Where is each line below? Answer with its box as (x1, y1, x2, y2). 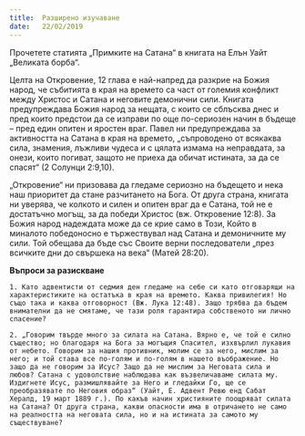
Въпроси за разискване (9, 265, 105, 275)
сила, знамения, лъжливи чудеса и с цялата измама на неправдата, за (9, 142, 286, 153)
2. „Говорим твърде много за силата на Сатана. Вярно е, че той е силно (9, 330, 291, 339)
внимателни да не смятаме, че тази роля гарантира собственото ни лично (9, 306, 291, 316)
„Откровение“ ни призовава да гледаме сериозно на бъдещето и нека (9, 179, 284, 190)
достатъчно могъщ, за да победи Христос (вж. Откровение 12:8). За (9, 208, 276, 219)
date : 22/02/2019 (9, 22, 84, 31)
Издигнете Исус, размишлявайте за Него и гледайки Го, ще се (9, 378, 247, 388)
